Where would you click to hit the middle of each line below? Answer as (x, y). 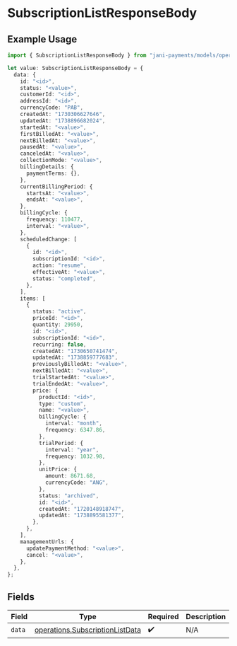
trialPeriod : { (61, 443)
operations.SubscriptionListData (87, 630)
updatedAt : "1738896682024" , (63, 121)
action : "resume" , (60, 266)
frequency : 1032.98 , (75, 456)
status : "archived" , (69, 496)
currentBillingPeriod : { (56, 186)
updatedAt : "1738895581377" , (81, 515)
